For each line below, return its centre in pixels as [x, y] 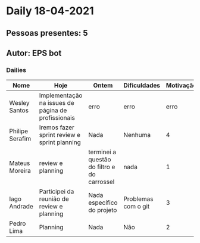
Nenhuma [137, 135]
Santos [19, 110]
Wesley [19, 103]
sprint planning [60, 142]
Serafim [20, 139]
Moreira [20, 171]
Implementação [61, 95]
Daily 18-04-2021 [50, 11]
